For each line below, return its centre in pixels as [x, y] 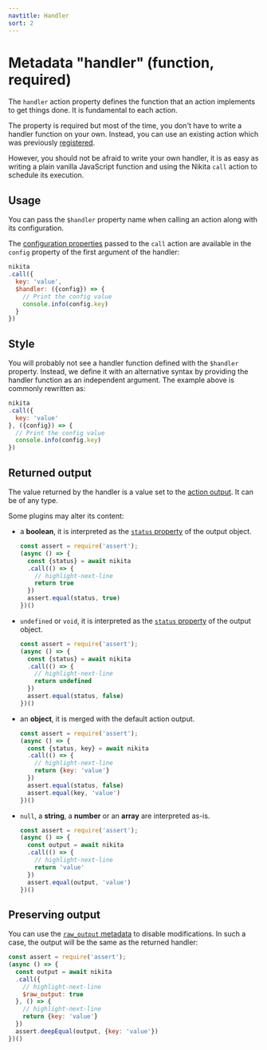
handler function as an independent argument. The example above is [122, 380]
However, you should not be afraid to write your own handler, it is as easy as [133, 158]
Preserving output [55, 914]
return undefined [63, 681]
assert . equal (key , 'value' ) [74, 792]
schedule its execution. [46, 175]
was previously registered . [52, 143]
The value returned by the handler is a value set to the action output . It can [131, 492]
